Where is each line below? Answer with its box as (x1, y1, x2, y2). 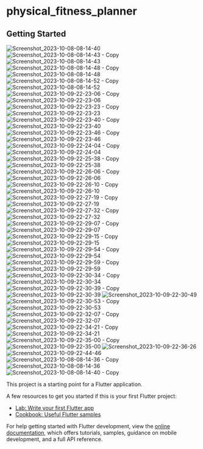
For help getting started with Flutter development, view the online (6, 423, 171, 429)
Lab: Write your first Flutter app (15, 404, 94, 411)
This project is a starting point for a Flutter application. (6, 381, 143, 388)
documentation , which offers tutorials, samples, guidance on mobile (6, 429, 177, 436)
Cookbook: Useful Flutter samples (15, 411, 101, 418)
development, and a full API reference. (6, 436, 103, 443)
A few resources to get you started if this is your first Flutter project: (6, 392, 177, 400)
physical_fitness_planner (6, 4, 137, 18)
